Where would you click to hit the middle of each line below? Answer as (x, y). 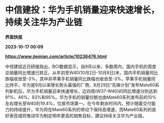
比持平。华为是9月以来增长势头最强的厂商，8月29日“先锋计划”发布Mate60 (80, 85)
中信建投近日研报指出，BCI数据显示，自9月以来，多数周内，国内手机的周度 (81, 66)
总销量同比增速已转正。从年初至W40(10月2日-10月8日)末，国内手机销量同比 (82, 72)
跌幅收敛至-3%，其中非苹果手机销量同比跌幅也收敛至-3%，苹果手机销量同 (80, 79)
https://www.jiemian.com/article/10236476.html (56, 56)
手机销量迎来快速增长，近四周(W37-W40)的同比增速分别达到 (96, 91)
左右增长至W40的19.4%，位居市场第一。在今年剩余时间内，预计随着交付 (78, 103)
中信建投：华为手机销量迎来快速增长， (82, 10)
